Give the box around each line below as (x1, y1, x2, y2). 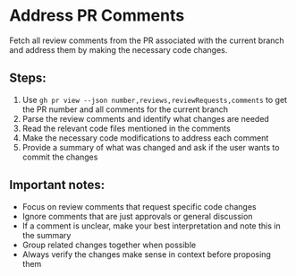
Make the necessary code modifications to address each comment (21, 132, 269, 143)
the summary (21, 229, 72, 240)
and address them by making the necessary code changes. (9, 44, 228, 55)
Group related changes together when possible (21, 239, 197, 250)
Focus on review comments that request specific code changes (21, 201, 257, 211)
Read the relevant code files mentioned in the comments (21, 123, 231, 134)
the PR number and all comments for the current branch (21, 104, 229, 115)
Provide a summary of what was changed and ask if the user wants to (21, 142, 280, 152)
